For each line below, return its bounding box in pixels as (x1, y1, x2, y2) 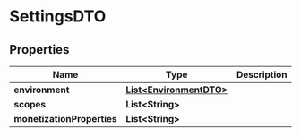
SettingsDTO (9, 6, 107, 27)
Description (236, 69, 288, 81)
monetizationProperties (13, 113, 117, 124)
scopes (13, 98, 47, 110)
